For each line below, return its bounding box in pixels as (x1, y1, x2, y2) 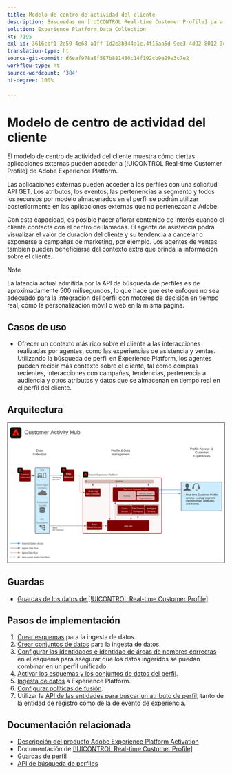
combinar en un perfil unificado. (17, 662, 109, 670)
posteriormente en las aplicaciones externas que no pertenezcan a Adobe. (7, 202, 219, 211)
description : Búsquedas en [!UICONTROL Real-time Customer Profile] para (7, 18, 224, 26)
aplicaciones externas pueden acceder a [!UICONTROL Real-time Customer (7, 160, 222, 168)
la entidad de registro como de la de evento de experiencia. (17, 699, 187, 708)
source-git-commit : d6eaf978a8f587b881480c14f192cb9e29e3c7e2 (7, 55, 189, 62)
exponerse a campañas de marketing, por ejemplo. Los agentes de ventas (7, 238, 218, 246)
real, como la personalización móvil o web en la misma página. (7, 301, 184, 310)
